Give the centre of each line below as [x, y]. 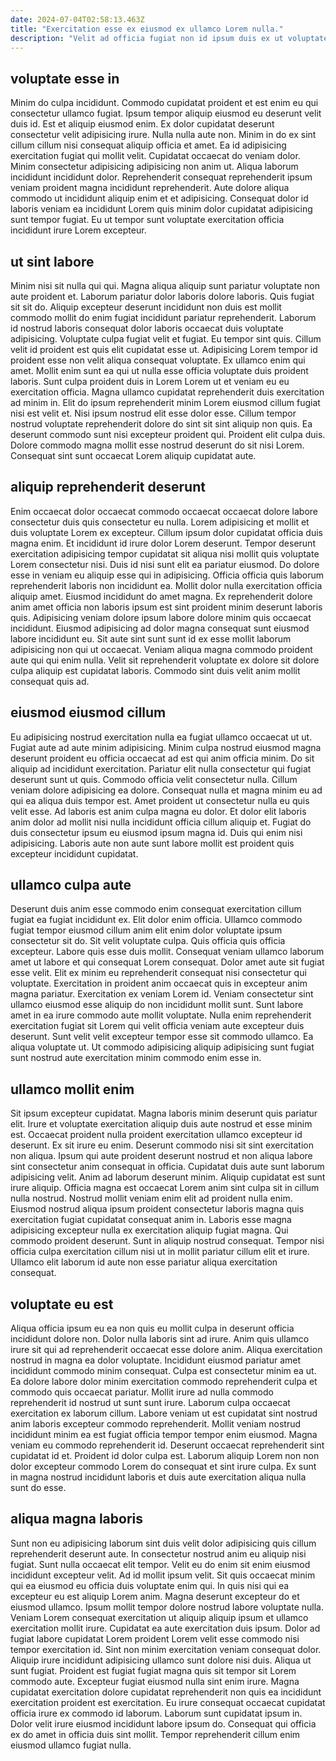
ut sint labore [52, 261]
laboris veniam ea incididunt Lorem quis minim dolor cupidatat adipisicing [161, 209]
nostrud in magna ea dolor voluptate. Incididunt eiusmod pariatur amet [156, 1360]
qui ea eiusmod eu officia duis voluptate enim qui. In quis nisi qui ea [150, 1585]
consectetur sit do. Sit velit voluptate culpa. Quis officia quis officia [148, 941]
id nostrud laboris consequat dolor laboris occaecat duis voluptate [147, 328]
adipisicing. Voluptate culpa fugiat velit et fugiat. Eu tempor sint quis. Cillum [166, 339]
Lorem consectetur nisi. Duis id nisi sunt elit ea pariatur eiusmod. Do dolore [165, 564]
